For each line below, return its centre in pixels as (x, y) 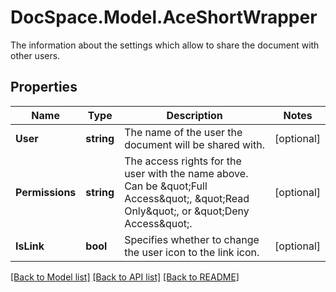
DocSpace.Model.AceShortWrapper (164, 17)
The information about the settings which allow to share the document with (165, 45)
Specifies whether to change (192, 239)
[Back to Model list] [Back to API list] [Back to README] (125, 277)
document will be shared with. (194, 144)
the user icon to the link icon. (192, 252)
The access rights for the (183, 161)
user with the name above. (186, 173)
